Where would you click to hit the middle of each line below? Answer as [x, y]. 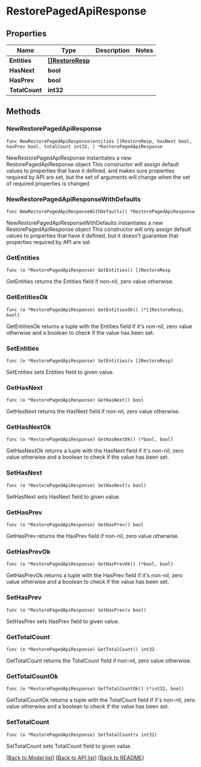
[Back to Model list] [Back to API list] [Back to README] [75, 757]
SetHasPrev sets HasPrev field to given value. [63, 621]
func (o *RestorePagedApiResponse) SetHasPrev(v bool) [76, 610]
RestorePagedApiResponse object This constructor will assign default [93, 164]
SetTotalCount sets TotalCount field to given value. [69, 746]
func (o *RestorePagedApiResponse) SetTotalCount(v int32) [82, 735]
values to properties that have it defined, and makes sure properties [90, 170]
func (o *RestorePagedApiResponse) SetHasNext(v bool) [76, 485]
